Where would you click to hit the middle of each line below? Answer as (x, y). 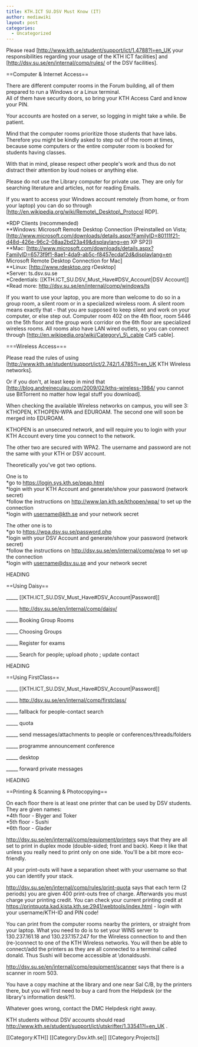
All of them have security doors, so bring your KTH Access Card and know (97, 99)
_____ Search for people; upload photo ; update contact (73, 655)
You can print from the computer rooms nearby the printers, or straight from (98, 924)
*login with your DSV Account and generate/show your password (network (97, 538)
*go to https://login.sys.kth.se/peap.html (55, 483)
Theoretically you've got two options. (51, 465)
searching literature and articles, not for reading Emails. (73, 188)
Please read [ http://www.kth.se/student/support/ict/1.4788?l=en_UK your (95, 50)
